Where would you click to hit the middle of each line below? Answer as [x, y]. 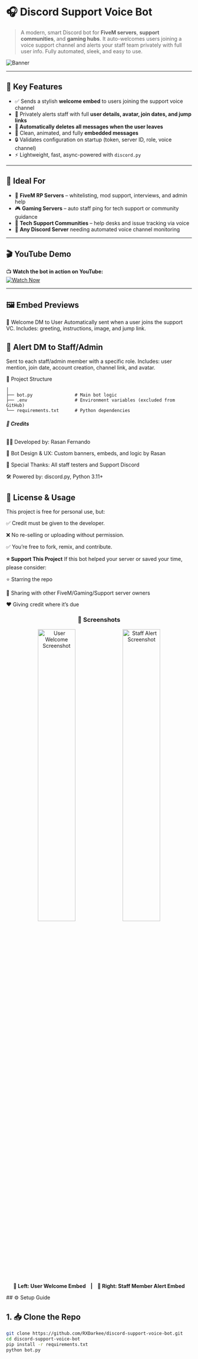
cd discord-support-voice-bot [43, 1339]
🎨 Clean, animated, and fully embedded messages [76, 133]
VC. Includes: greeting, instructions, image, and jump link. [76, 329]
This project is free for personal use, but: [56, 512]
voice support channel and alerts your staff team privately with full [101, 45]
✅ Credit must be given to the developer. [55, 523]
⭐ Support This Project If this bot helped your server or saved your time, [94, 559]
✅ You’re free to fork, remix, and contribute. [59, 547]
